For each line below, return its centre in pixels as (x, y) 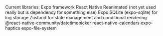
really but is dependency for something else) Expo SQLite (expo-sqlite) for (81, 12)
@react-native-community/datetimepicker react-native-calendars (72, 23)
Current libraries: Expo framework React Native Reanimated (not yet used (81, 7)
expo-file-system (39, 28)
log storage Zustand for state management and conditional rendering (76, 18)
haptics (13, 28)
